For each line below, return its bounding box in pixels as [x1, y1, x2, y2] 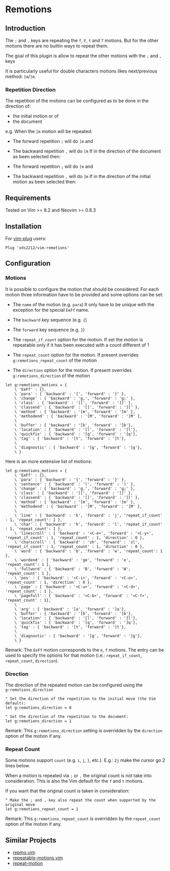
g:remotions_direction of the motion [12, 372, 90, 379]
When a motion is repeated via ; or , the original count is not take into [5, 773, 152, 779]
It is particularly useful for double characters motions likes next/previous [5, 68, 158, 74]
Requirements [5, 193, 51, 202]
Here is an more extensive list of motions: [5, 458, 93, 464]
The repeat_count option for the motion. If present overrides [12, 352, 139, 358]
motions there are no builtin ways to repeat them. [5, 43, 108, 49]
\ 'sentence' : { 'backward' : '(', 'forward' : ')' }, [14, 481, 136, 487]
